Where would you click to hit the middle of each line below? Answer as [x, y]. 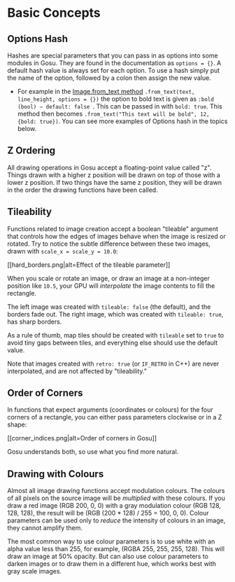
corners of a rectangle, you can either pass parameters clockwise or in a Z [115, 417]
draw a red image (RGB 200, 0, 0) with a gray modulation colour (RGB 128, [114, 506]
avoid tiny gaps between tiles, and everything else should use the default [113, 342]
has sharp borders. [35, 321]
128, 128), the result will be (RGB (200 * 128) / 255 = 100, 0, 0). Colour [108, 513]
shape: [17, 424]
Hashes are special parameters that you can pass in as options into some [113, 55]
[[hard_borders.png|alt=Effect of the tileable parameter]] [89, 265]
